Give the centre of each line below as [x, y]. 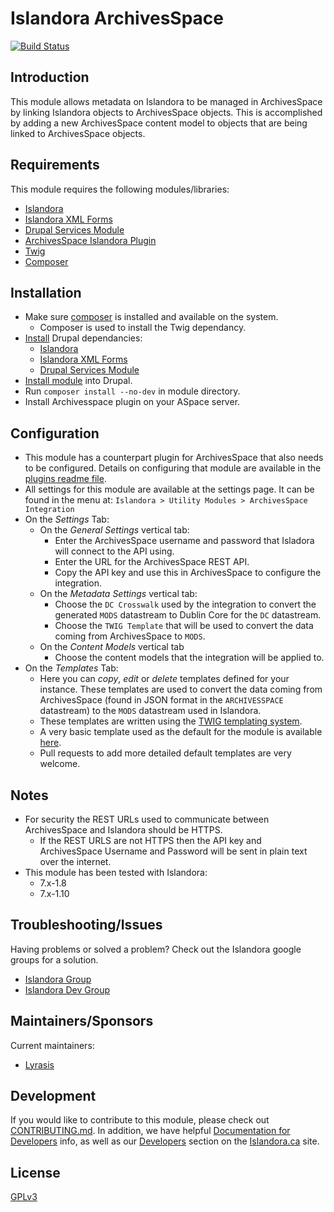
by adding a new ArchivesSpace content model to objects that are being [159, 123]
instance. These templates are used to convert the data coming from [181, 689]
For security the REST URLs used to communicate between [147, 819]
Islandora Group [58, 979]
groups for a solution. [54, 959]
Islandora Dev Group [67, 989]
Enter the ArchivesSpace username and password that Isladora [184, 541]
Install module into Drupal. [78, 381]
